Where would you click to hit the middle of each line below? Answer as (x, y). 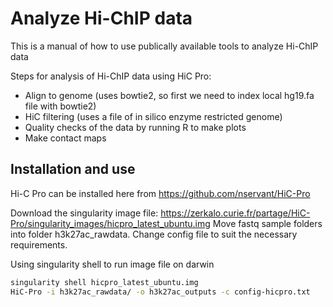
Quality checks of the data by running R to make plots (135, 127)
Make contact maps (65, 138)
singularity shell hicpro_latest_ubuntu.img (104, 282)
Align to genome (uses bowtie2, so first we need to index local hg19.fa (169, 95)
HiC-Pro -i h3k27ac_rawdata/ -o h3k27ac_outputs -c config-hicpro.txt (160, 292)
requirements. (39, 244)
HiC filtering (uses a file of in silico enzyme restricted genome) (153, 116)
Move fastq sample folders (267, 223)
